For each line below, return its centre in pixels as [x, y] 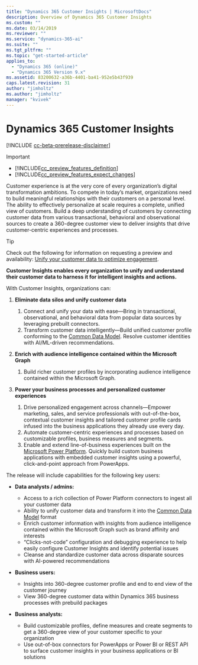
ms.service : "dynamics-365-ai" [45, 39]
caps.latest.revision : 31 [38, 83]
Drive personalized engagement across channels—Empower [97, 407]
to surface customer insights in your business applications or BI [101, 650]
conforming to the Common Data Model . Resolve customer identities [107, 336]
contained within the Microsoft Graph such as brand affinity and [101, 529]
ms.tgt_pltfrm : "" [29, 50]
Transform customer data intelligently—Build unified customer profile [108, 330]
